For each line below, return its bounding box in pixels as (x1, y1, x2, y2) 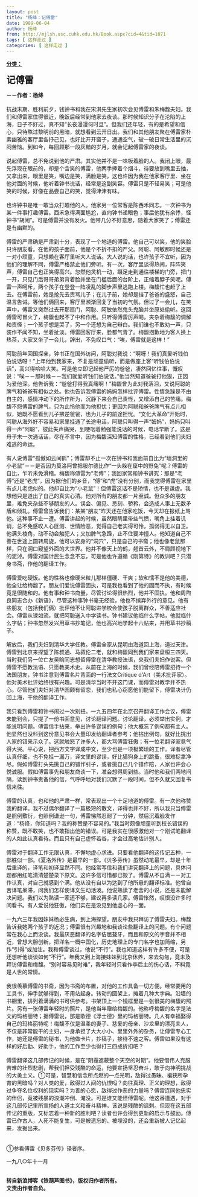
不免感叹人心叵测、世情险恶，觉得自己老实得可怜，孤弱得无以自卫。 (22, 522, 191, 529)
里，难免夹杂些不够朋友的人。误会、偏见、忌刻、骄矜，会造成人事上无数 (6, 499, 186, 507)
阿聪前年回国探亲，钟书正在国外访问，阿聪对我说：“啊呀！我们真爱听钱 (6, 350, 184, 357)
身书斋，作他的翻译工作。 (6, 560, 70, 567)
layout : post (6, 8, 39, 15)
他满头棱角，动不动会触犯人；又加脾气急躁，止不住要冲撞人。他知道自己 (6, 529, 186, 537)
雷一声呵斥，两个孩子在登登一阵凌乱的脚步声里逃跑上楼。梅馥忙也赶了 (6, 283, 181, 290)
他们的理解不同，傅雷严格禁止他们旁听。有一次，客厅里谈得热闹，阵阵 (6, 260, 181, 267)
